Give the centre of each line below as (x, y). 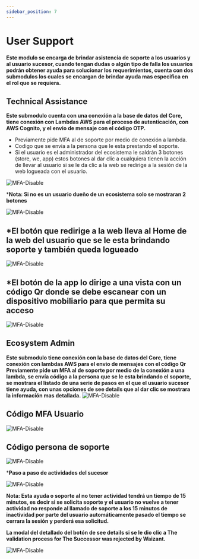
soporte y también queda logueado (72, 249)
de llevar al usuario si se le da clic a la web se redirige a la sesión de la (101, 165)
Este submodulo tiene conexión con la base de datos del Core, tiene (91, 358)
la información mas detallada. (44, 395)
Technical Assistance (47, 101)
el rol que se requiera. (34, 83)
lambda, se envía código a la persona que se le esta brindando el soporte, (99, 376)
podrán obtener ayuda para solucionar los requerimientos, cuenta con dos (100, 70)
